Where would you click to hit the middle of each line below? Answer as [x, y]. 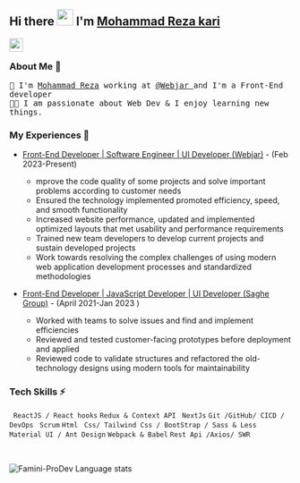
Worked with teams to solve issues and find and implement [144, 321]
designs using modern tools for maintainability [165, 369]
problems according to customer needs [108, 191]
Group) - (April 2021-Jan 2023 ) [81, 303]
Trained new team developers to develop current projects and [150, 239]
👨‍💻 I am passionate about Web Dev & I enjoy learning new [139, 103]
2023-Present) [50, 164]
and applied [57, 349]
